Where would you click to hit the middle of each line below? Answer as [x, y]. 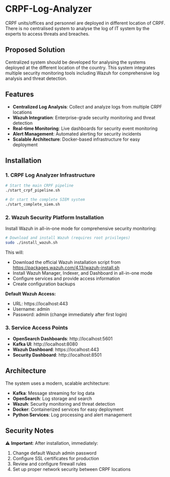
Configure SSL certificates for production [56, 458]
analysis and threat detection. [36, 78]
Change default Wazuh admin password [55, 453]
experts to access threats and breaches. [47, 34]
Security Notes [30, 431]
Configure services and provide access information [66, 278]
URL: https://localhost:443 [40, 303]
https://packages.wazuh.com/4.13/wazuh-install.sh [66, 268]
